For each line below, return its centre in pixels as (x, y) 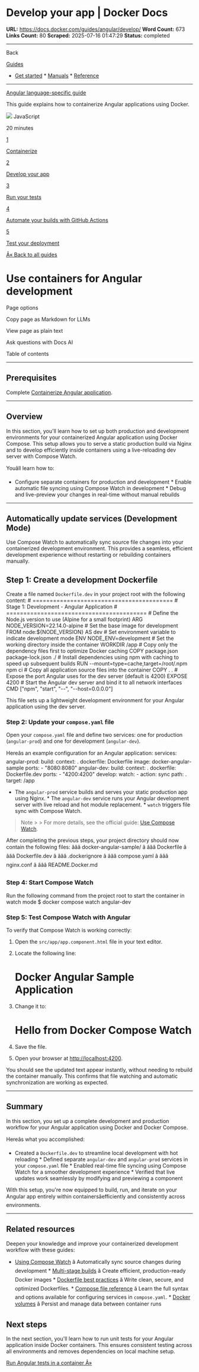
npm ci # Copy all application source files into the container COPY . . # (92, 670)
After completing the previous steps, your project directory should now (93, 840)
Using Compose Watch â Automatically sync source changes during (98, 1261)
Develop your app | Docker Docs (87, 13)
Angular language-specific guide (46, 93)
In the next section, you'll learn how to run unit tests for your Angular (90, 1339)
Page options (22, 307)
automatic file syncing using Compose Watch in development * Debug (100, 488)
